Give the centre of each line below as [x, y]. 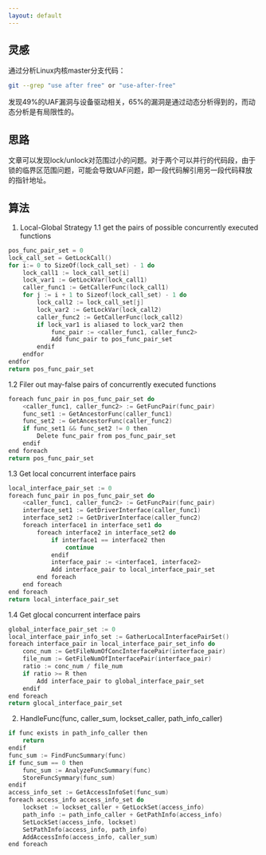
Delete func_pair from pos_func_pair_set [107, 436]
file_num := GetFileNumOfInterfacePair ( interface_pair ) [117, 659]
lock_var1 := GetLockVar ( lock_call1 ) [85, 280]
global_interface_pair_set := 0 [62, 629]
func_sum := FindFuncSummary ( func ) [67, 755]
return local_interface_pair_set [64, 599]
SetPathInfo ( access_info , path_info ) [85, 829]
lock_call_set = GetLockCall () [60, 258]
